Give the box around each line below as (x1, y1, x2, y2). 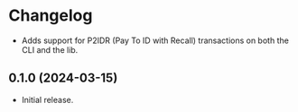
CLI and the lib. (21, 44, 79, 55)
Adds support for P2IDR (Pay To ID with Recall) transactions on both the (21, 35, 290, 46)
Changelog (8, 5, 93, 26)
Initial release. (21, 94, 74, 105)
